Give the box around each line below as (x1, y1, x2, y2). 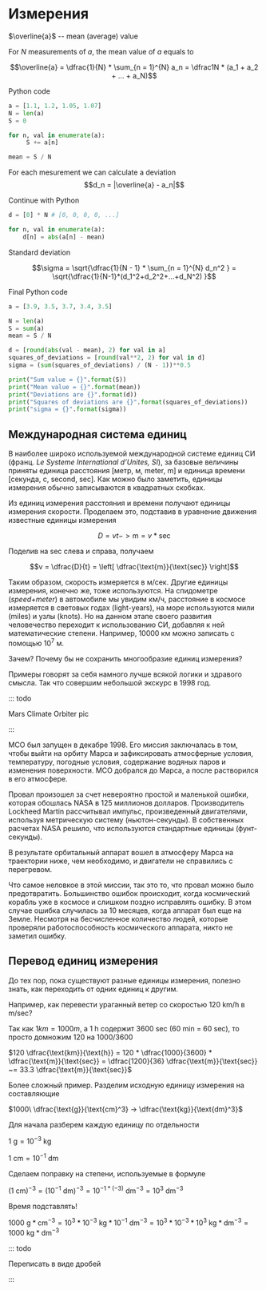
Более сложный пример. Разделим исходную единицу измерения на (8, 1080, 245, 1090)
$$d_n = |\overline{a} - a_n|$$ (83, 180, 185, 190)
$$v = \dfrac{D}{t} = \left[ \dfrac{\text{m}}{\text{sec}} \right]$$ (29, 562, 240, 572)
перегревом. (8, 864, 53, 874)
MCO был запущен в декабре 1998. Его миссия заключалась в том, (8, 740, 238, 749)
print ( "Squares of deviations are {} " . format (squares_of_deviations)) (8, 398, 248, 406)
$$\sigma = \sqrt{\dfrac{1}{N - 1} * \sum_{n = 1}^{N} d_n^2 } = (31, 263, 237, 272)
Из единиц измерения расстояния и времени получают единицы (8, 498, 231, 508)
